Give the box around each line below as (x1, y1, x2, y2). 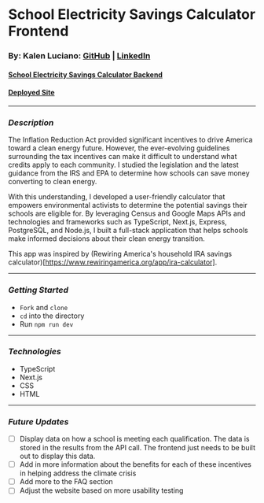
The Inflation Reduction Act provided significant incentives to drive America (8, 135, 253, 145)
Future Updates (8, 416, 69, 427)
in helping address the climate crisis (19, 468, 137, 478)
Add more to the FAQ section (19, 477, 114, 486)
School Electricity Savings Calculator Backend (8, 69, 163, 80)
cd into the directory (19, 311, 85, 320)
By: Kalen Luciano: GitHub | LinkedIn (8, 50, 151, 61)
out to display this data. (19, 451, 96, 461)
